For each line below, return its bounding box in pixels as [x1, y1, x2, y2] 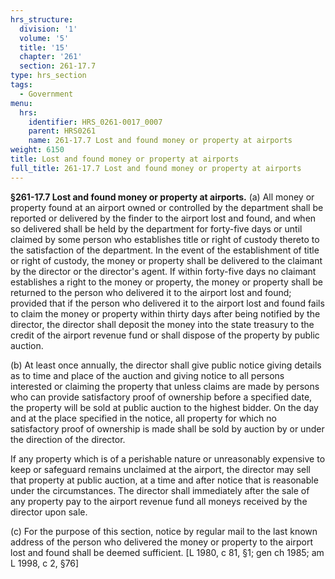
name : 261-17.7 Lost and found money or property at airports [28, 136, 293, 146]
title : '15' [19, 42, 70, 53]
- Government [19, 89, 74, 99]
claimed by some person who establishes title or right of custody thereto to [10, 233, 320, 245]
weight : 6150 [10, 145, 65, 155]
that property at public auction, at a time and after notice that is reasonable [10, 474, 319, 486]
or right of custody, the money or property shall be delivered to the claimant [10, 254, 323, 266]
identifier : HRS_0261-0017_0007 [28, 117, 163, 127]
